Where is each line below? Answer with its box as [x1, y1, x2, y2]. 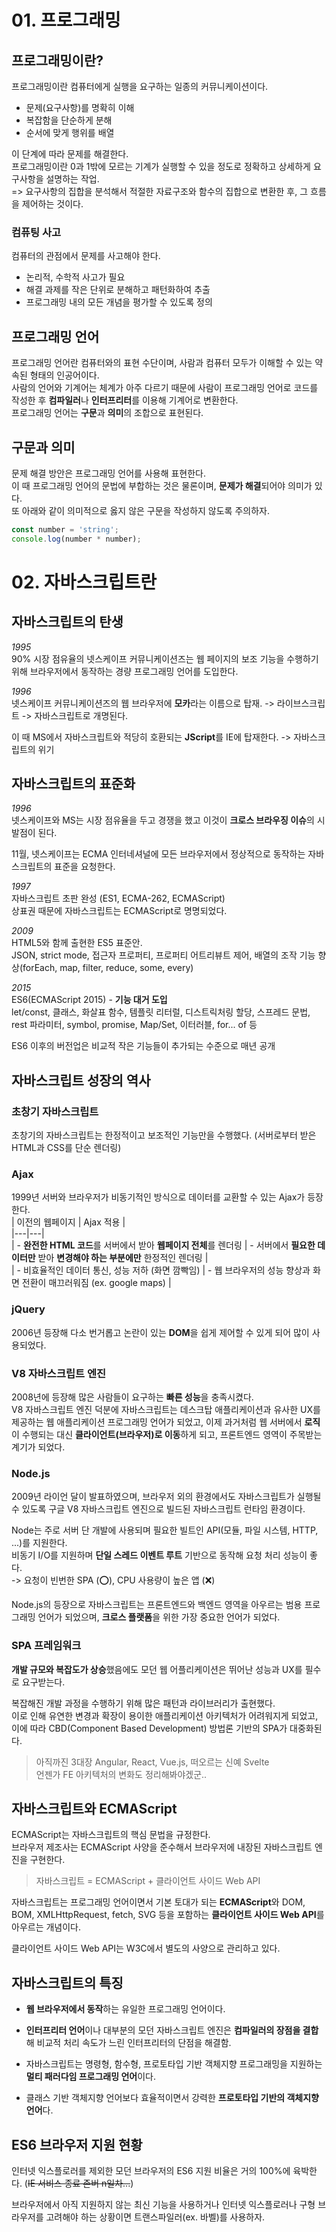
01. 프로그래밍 [11, 9, 121, 32]
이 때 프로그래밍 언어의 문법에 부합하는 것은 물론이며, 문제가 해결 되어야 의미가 [11, 479, 313, 491]
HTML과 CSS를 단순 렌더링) [11, 1142, 122, 1154]
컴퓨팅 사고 [11, 225, 62, 239]
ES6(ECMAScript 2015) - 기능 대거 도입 [11, 994, 168, 1006]
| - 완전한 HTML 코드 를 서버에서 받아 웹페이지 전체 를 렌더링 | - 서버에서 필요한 [11, 1239, 316, 1251]
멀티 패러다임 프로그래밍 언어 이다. [25, 2071, 156, 2083]
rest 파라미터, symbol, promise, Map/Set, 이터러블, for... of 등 [11, 1019, 258, 1031]
